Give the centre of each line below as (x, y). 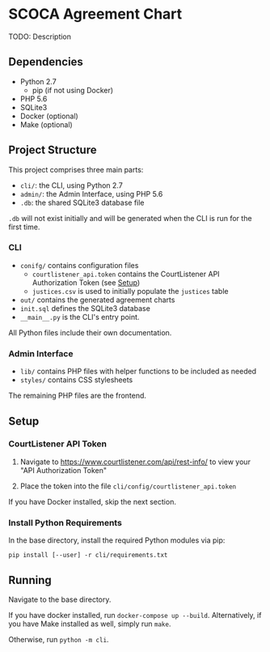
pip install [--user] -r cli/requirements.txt (88, 556)
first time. (24, 227)
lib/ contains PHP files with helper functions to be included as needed (138, 371)
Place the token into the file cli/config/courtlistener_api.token (128, 486)
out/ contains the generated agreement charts (97, 300)
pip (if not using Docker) (73, 90)
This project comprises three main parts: (76, 169)
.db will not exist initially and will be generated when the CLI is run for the (130, 218)
